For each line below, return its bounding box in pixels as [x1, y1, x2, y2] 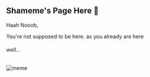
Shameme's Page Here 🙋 [6, 6, 99, 16]
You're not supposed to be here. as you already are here [6, 33, 144, 40]
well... [6, 46, 21, 53]
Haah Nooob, [6, 21, 39, 28]
